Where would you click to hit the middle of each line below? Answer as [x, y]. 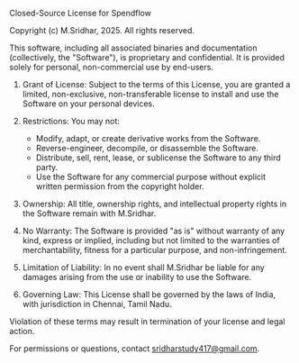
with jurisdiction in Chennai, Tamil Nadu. [97, 304]
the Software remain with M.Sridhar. [89, 213]
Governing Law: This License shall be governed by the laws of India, [149, 295]
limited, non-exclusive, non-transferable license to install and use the [150, 94]
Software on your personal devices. [88, 104]
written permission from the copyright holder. [120, 186]
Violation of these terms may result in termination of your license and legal [147, 322]
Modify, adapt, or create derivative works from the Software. [148, 138]
